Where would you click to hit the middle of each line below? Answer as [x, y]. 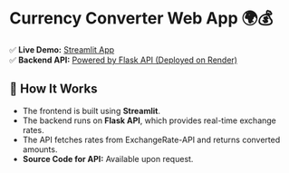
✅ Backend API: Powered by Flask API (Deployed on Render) [124, 60]
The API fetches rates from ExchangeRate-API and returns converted [151, 139]
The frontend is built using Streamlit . [92, 111]
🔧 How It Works [53, 89]
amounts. [40, 149]
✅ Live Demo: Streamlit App [62, 49]
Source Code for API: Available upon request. [108, 159]
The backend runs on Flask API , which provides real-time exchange [149, 120]
